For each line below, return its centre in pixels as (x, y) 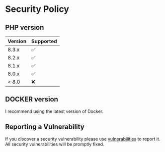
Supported (44, 41)
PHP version (25, 27)
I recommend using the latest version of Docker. (54, 111)
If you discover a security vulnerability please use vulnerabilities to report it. (83, 139)
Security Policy (37, 9)
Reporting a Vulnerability (45, 127)
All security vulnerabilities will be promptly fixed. (55, 144)
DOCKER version (32, 99)
